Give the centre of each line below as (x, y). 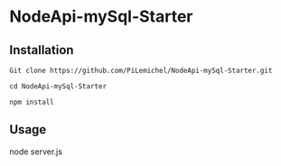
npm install (32, 102)
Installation (42, 50)
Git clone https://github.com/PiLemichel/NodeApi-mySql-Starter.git (141, 70)
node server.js (36, 152)
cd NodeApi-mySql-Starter (58, 87)
